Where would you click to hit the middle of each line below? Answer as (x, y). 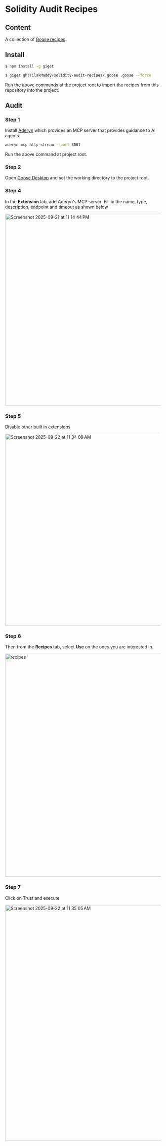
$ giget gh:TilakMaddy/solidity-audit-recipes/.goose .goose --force (78, 75)
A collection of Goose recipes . (36, 39)
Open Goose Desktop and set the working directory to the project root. (77, 178)
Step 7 (13, 887)
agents (12, 136)
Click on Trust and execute (32, 898)
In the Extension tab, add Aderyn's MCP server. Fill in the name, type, (76, 201)
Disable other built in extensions (38, 427)
